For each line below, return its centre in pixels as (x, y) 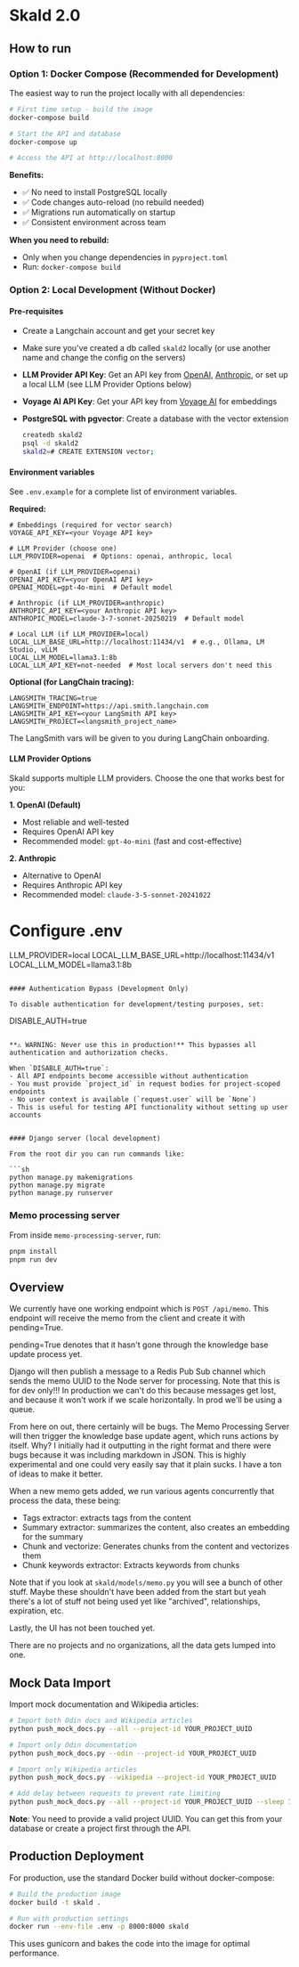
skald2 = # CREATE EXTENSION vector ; (88, 452)
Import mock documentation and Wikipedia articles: (104, 1704)
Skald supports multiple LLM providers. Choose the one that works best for (147, 778)
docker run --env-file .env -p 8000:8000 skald (99, 1927)
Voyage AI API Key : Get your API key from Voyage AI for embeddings (149, 402)
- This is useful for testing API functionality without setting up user (149, 1108)
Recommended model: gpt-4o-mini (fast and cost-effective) (132, 841)
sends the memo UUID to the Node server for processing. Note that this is (145, 1381)
